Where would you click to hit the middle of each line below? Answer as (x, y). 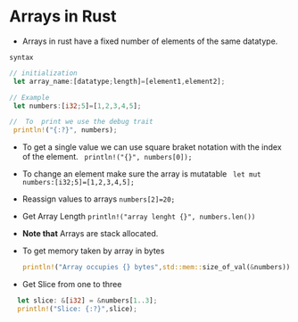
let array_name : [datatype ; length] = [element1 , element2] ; (119, 81)
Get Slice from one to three (72, 285)
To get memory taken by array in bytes (93, 251)
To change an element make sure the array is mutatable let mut (141, 174)
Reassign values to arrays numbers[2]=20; (99, 199)
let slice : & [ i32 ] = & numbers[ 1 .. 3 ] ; (87, 301)
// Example (29, 97)
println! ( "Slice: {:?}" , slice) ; (78, 309)
